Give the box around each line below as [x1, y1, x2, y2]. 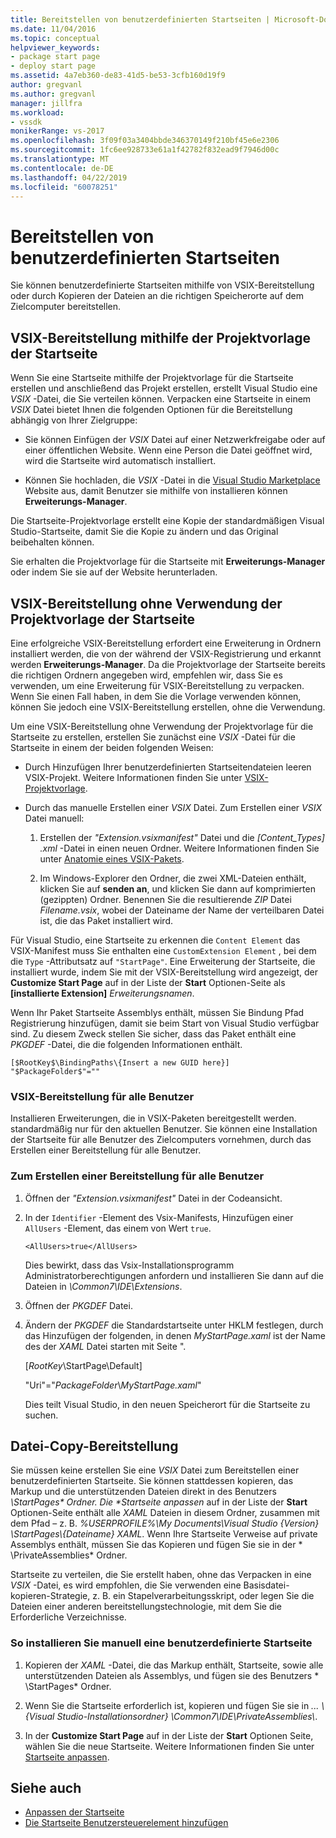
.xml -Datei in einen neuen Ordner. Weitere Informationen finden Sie [39, 842, 320, 854]
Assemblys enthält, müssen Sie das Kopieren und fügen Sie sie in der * [10, 1539, 303, 1551]
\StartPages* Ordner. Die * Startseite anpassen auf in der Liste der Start [10, 1496, 308, 1508]
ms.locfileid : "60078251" [10, 182, 118, 192]
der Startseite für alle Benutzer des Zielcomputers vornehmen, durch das [10, 1134, 312, 1146]
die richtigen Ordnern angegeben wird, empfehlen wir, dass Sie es [10, 669, 283, 681]
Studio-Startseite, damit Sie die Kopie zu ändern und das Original [10, 526, 279, 538]
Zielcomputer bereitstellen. [10, 301, 122, 313]
